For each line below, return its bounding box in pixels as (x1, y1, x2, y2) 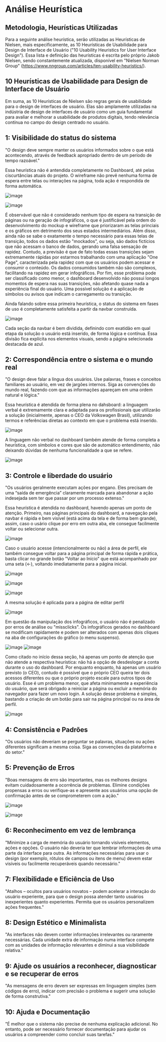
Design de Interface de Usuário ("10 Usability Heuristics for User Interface (5, 47, 157, 53)
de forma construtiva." (5, 993, 51, 999)
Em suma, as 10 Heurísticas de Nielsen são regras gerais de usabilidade (5, 98, 152, 104)
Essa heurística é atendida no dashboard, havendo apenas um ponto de (5, 505, 152, 511)
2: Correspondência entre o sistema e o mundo (5, 355, 153, 364)
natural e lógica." (5, 392, 40, 398)
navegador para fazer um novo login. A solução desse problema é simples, (5, 691, 158, 697)
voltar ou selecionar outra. (5, 526, 59, 532)
